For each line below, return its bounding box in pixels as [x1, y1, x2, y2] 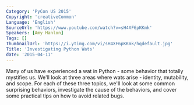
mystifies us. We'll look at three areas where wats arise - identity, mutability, [6, 74, 189, 81]
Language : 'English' [6, 19, 57, 25]
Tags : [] [6, 35, 27, 41]
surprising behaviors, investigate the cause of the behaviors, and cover [6, 86, 177, 93]
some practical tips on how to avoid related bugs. [6, 92, 125, 99]
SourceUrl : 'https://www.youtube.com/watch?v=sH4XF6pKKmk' [6, 24, 153, 31]
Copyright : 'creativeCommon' [6, 14, 77, 20]
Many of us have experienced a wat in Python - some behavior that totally [6, 67, 184, 74]
